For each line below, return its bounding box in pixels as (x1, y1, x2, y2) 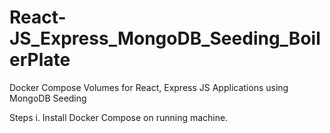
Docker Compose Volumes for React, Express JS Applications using (9, 81, 289, 93)
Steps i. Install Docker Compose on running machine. (9, 111, 229, 123)
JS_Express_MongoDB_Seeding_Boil (9, 27, 321, 50)
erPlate (9, 49, 71, 71)
